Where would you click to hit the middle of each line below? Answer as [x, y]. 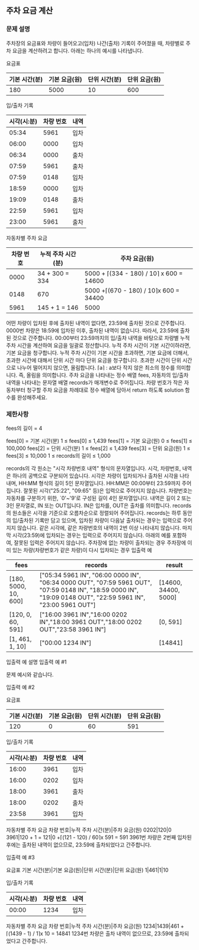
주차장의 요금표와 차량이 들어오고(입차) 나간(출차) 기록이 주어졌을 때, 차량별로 [95, 43]
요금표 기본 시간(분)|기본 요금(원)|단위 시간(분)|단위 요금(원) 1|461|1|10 [87, 870]
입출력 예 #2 [20, 687]
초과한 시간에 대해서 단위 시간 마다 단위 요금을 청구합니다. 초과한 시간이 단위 [94, 360]
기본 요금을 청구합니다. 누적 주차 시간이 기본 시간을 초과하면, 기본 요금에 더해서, [98, 353]
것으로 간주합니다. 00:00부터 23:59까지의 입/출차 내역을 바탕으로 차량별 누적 [101, 338]
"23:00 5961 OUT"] [68, 605]
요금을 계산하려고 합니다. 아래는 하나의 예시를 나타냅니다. [78, 51]
